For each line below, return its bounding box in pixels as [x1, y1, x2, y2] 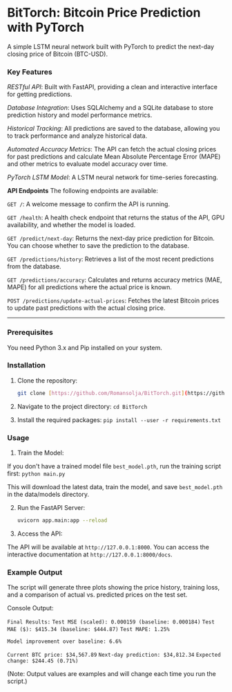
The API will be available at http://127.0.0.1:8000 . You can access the [7, 543, 209, 551]
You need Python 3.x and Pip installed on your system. [7, 343, 162, 352]
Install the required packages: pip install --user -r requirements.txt [17, 415, 221, 424]
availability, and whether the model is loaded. [7, 221, 136, 229]
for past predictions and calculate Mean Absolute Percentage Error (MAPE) [7, 152, 221, 161]
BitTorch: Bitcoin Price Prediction [7, 5, 201, 21]
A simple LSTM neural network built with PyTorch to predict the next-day [7, 42, 215, 51]
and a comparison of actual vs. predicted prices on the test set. [7, 590, 188, 599]
